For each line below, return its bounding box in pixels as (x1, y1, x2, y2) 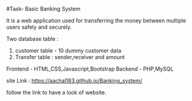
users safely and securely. (6, 24, 72, 30)
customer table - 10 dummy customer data (15, 47, 122, 54)
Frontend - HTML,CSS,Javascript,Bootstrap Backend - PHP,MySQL (6, 65, 174, 72)
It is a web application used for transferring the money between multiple (6, 17, 187, 24)
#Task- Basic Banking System (6, 5, 81, 12)
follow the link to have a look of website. (6, 89, 107, 96)
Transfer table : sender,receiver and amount (15, 54, 125, 60)
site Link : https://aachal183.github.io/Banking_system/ (6, 77, 142, 84)
